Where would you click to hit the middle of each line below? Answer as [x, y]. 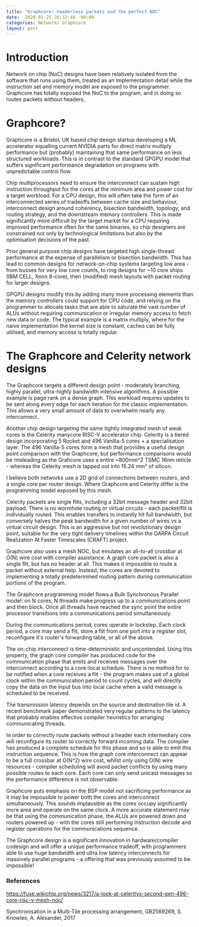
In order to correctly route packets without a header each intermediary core [99, 735]
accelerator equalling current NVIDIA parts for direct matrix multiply [89, 146]
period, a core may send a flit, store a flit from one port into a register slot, [97, 631]
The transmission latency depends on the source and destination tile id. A [96, 705]
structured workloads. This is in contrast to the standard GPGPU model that [99, 159]
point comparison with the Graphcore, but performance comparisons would [99, 454]
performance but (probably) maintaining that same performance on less [94, 153]
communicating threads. [36, 724]
